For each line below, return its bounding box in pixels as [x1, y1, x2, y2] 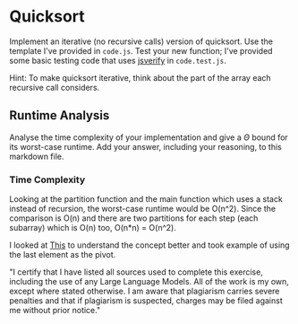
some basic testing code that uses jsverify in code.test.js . [9, 55, 226, 66]
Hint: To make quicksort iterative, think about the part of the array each [9, 72, 271, 83]
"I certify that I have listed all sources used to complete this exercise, [9, 267, 264, 277]
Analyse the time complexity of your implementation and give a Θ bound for [9, 132, 288, 143]
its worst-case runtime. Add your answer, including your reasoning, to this [9, 141, 282, 152]
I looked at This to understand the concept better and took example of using [9, 240, 290, 250]
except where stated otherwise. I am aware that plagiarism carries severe [9, 285, 280, 297]
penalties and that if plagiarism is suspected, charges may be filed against [9, 295, 284, 306]
